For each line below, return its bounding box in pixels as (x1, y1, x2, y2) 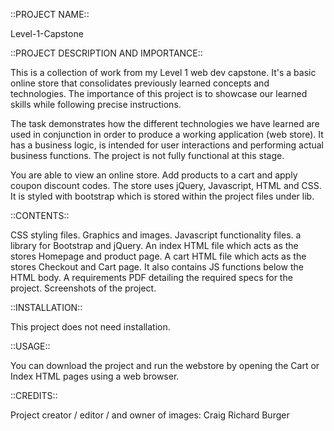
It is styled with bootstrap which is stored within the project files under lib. (10, 190, 315, 202)
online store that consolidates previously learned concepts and (10, 77, 270, 89)
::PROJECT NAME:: (10, 9, 90, 20)
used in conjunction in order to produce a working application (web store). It (10, 129, 324, 140)
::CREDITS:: (10, 390, 58, 401)
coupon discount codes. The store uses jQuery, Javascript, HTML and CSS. (10, 180, 322, 191)
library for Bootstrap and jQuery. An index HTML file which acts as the (10, 240, 299, 251)
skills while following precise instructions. (10, 99, 182, 110)
